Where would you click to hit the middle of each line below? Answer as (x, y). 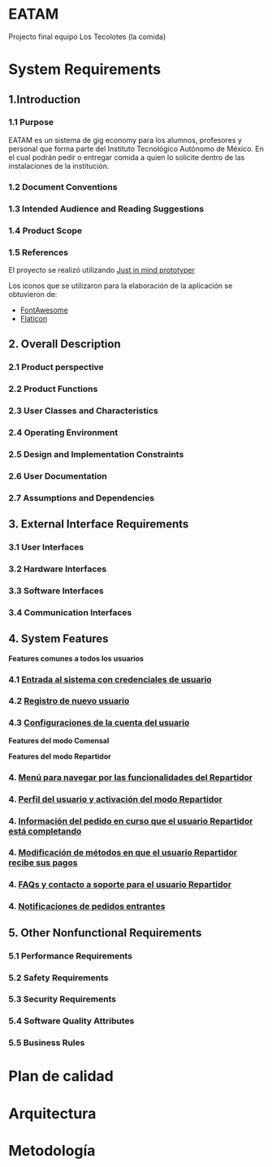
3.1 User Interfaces (46, 547)
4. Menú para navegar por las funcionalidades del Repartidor (131, 777)
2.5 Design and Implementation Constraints (96, 454)
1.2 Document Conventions (63, 187)
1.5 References (39, 252)
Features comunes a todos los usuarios (76, 658)
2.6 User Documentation (58, 476)
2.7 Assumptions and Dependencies (82, 497)
